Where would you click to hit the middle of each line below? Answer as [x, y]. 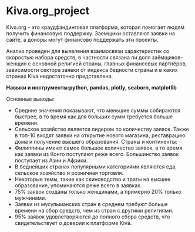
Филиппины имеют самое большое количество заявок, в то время [98, 148]
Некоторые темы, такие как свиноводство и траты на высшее [93, 179]
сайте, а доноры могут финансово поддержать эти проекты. [82, 39]
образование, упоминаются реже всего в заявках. [78, 185]
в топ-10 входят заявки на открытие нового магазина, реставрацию [100, 135]
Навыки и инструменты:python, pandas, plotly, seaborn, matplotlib [92, 87]
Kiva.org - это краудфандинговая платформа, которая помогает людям [95, 27]
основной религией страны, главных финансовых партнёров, [110, 64]
